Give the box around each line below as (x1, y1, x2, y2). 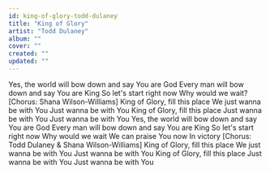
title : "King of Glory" (8, 19, 89, 28)
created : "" (8, 50, 49, 58)
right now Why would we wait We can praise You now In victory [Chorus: (8, 131, 252, 141)
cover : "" (8, 42, 42, 50)
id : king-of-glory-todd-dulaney (8, 11, 118, 20)
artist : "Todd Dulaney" (8, 27, 89, 35)
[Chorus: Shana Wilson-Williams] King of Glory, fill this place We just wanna (8, 97, 261, 106)
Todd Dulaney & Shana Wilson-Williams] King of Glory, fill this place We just (8, 140, 261, 149)
